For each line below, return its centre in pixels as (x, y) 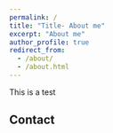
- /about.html (43, 67)
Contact (32, 120)
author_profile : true (49, 42)
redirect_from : (37, 51)
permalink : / (33, 17)
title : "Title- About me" (57, 26)
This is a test (32, 92)
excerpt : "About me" (48, 34)
